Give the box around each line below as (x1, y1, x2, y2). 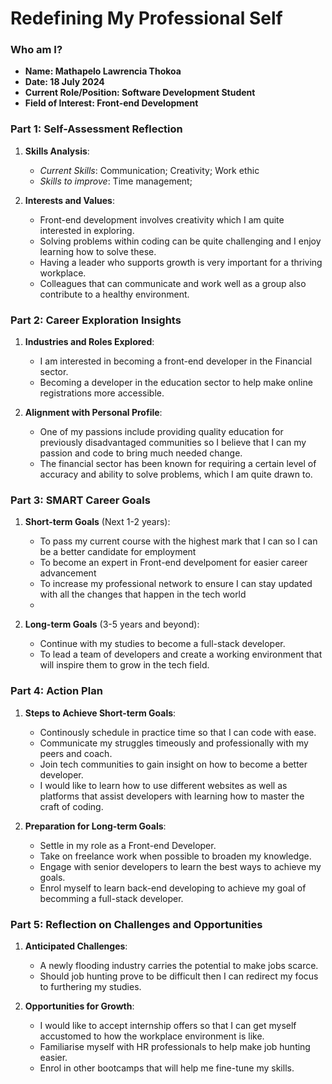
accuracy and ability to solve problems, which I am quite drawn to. (39, 468, 313, 481)
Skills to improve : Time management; (39, 175, 193, 187)
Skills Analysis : (24, 145, 90, 157)
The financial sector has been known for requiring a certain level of (39, 458, 317, 470)
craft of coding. (39, 800, 104, 812)
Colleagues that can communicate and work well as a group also (39, 277, 307, 289)
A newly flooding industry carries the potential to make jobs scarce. (39, 959, 319, 971)
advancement (39, 567, 97, 579)
